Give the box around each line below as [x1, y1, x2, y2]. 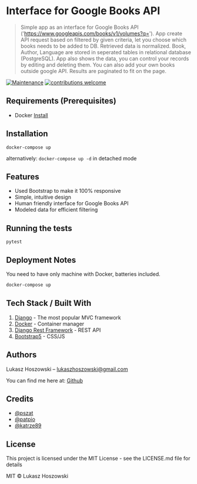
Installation [6, 129, 48, 139]
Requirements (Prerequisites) [6, 96, 116, 106]
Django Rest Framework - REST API [14, 326, 101, 334]
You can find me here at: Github [6, 377, 84, 384]
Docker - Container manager [14, 320, 85, 327]
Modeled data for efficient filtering [14, 206, 98, 213]
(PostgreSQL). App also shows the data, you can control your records [20, 55, 189, 62]
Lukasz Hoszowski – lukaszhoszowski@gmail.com [6, 366, 128, 373]
